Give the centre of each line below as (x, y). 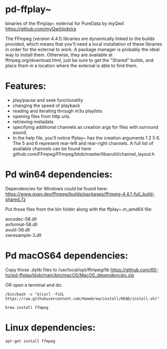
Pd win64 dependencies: (59, 175)
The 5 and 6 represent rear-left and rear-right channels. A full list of (83, 143)
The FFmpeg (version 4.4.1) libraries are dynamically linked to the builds (80, 39)
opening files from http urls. (41, 116)
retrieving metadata (33, 121)
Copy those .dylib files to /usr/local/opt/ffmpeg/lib (57, 269)
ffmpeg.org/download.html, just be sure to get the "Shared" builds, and (79, 60)
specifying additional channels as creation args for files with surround (85, 127)
